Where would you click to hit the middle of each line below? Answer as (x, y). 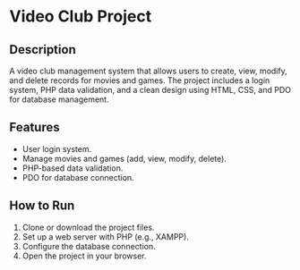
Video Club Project (81, 17)
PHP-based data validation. (73, 168)
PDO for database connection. (78, 177)
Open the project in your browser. (84, 256)
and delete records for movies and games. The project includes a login (140, 80)
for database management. (59, 99)
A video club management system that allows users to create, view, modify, (149, 71)
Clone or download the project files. (88, 227)
